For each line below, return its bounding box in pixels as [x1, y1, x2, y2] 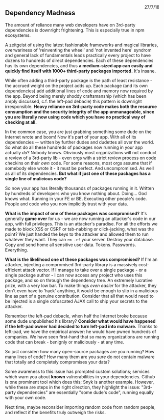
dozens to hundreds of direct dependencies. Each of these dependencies [5, 57, 154, 63]
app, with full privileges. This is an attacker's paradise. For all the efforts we [5, 221, 158, 226]
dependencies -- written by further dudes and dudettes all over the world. [5, 139, 154, 145]
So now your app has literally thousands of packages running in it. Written [5, 185, 154, 191]
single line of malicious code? [5, 175, 67, 181]
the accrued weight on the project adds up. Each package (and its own [5, 83, 148, 88]
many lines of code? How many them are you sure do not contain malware [5, 354, 155, 360]
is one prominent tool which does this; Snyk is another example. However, [5, 379, 154, 385]
